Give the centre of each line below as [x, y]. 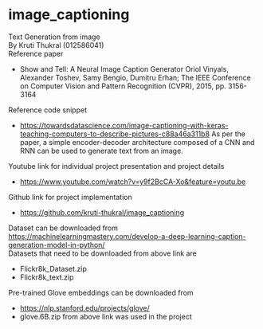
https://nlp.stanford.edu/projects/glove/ [84, 307]
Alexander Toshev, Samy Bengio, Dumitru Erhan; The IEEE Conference [135, 77]
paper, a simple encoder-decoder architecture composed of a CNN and [137, 142]
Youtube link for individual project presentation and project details [116, 166]
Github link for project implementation [71, 197]
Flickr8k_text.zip [47, 277]
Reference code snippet [48, 110]
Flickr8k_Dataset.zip [53, 268]
